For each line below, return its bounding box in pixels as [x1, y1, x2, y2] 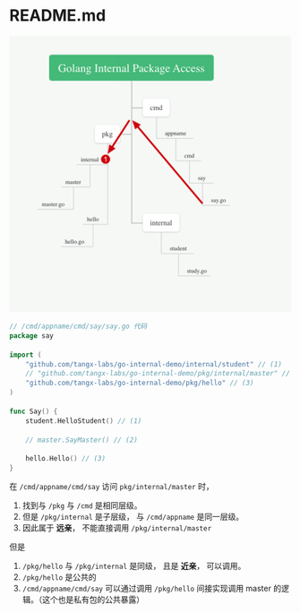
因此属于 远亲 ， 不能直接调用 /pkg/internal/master [21, 522, 212, 533]
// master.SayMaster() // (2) [25, 436, 139, 445]
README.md [9, 5, 107, 26]
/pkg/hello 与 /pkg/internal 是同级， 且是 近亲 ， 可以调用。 [21, 561, 246, 572]
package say [9, 331, 54, 341]
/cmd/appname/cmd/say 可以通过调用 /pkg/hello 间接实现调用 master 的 [21, 583, 282, 594]
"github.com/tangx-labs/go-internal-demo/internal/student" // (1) [25, 359, 282, 368]
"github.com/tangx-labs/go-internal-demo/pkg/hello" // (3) [25, 378, 254, 388]
